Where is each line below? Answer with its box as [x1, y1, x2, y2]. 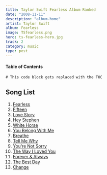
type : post [5, 48, 28, 53]
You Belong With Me [12, 127, 54, 133]
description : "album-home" [5, 16, 61, 21]
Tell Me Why [12, 138, 38, 143]
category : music [5, 44, 39, 49]
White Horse [12, 122, 38, 128]
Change [12, 164, 29, 170]
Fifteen [12, 106, 27, 112]
